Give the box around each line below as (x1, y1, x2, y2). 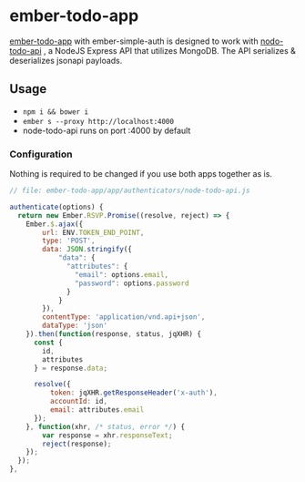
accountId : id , (49, 397, 107, 406)
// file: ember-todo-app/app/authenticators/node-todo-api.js (9, 186, 250, 196)
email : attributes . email (49, 405, 145, 415)
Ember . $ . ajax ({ (25, 220, 84, 229)
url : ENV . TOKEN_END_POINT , (42, 228, 145, 237)
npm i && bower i (22, 107, 89, 117)
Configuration (9, 148, 73, 160)
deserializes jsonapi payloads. (9, 55, 123, 66)
